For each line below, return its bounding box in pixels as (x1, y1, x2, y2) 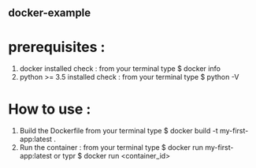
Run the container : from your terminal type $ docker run (19, 143, 203, 152)
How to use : (8, 100, 91, 118)
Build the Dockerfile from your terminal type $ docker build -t (19, 126, 218, 136)
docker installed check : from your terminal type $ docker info (19, 64, 221, 73)
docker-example (8, 6, 91, 20)
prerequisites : (8, 38, 106, 56)
